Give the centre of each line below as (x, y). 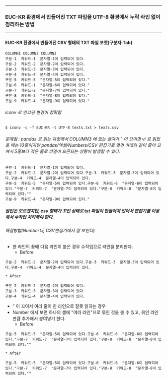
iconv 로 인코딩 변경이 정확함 (33, 113)
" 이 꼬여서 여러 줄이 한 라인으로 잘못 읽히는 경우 (59, 306)
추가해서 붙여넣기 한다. (44, 318)
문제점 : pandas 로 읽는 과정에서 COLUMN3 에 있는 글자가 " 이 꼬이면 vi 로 (78, 139)
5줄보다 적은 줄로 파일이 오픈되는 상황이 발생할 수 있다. (67, 151)
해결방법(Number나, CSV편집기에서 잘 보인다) (50, 230)
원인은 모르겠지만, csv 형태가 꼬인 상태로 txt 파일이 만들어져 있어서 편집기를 (78, 211)
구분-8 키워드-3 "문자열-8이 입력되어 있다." (47, 95)
